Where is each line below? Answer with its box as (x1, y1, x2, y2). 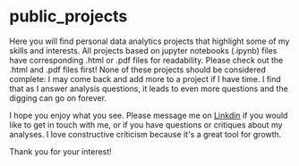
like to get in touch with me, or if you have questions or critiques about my (9, 119, 283, 130)
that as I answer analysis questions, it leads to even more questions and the (9, 83, 288, 94)
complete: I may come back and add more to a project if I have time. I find (9, 73, 282, 84)
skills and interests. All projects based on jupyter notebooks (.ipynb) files (9, 45, 278, 55)
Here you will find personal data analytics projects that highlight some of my (9, 36, 290, 46)
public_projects (9, 6, 128, 27)
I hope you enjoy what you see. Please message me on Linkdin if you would (9, 110, 288, 120)
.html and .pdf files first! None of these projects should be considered (9, 64, 267, 75)
